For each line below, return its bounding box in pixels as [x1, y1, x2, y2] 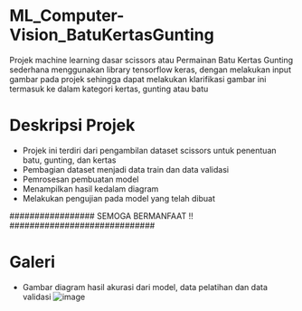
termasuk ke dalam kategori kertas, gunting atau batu [9, 83, 209, 94]
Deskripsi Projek [9, 115, 136, 136]
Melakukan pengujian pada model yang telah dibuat [22, 193, 215, 203]
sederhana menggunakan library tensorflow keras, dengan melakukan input [9, 64, 292, 75]
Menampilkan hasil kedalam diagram [22, 183, 159, 194]
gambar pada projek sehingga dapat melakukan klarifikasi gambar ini [9, 73, 267, 84]
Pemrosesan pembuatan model [22, 174, 139, 184]
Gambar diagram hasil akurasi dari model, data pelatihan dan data [22, 281, 269, 292]
